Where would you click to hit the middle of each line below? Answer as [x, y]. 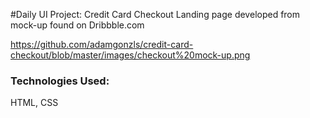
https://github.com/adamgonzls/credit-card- [102, 44]
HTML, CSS [34, 103]
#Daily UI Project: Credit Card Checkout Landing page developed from [155, 14]
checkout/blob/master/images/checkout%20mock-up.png [130, 55]
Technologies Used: [60, 81]
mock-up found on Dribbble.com [77, 25]
